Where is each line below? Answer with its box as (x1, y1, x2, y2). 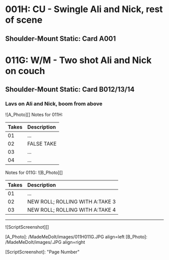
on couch (5, 65, 45, 77)
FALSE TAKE (27, 140, 57, 147)
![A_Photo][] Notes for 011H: (5, 112, 63, 118)
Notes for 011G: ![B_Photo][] (5, 170, 63, 176)
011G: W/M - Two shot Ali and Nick (5, 54, 152, 66)
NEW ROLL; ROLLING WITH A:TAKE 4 (27, 207, 116, 214)
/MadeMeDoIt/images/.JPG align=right (5, 239, 86, 245)
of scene (5, 14, 43, 26)
